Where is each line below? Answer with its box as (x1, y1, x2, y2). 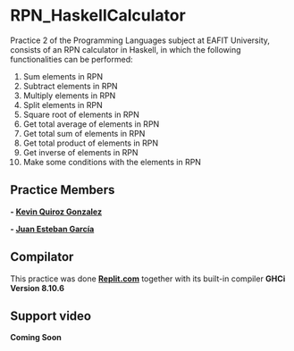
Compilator (10, 249, 74, 264)
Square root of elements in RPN (22, 109, 139, 120)
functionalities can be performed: (10, 54, 133, 64)
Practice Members (10, 182, 115, 197)
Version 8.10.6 (10, 282, 65, 293)
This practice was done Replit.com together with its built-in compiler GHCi (10, 273, 286, 284)
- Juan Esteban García (10, 223, 95, 234)
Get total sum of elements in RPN (22, 128, 146, 138)
